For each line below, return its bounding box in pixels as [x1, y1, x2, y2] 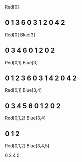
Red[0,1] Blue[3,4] [5, 87, 42, 93]
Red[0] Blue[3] [5, 32, 36, 38]
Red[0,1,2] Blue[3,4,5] [5, 143, 50, 149]
